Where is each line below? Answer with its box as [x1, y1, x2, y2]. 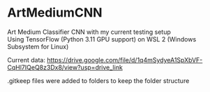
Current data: [7, 55, 45, 64]
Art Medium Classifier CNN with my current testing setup [7, 28, 171, 36]
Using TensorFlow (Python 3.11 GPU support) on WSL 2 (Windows [7, 35, 197, 43]
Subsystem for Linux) [7, 42, 69, 50]
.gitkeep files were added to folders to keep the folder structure [7, 76, 190, 84]
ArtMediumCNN [7, 5, 103, 21]
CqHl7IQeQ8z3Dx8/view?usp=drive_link [7, 63, 123, 71]
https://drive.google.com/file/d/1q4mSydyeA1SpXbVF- [46, 55, 203, 64]
